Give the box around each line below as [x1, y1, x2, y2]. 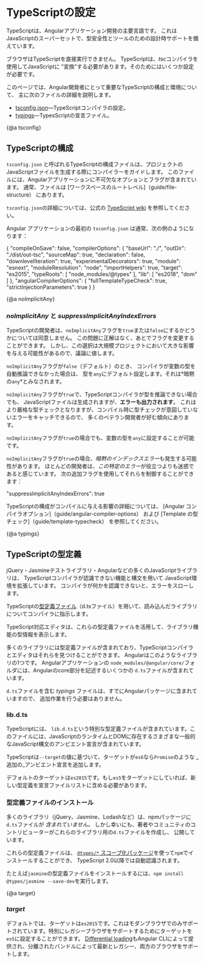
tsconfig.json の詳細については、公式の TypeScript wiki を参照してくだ [6, 204, 185, 211]
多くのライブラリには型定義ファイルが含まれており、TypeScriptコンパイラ [6, 644, 194, 651]
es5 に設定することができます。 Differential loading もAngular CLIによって [6, 935, 189, 942]
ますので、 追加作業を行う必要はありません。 [11, 694, 125, 702]
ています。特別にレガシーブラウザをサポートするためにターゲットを [22, 927, 193, 934]
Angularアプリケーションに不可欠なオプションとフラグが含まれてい [27, 175, 197, 183]
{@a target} [6, 890, 36, 897]
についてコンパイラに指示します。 [6, 610, 92, 617]
